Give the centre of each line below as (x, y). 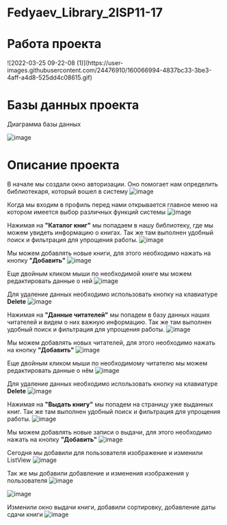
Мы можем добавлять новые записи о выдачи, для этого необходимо (109, 432)
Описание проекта (63, 165)
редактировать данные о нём (50, 370)
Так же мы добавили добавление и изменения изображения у (98, 473)
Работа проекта (54, 44)
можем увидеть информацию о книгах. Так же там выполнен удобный (110, 232)
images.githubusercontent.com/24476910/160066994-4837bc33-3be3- (109, 71)
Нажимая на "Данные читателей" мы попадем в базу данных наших (109, 315)
